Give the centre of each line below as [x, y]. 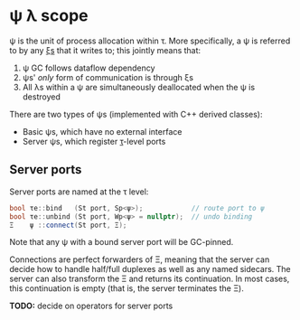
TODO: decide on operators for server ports [91, 306]
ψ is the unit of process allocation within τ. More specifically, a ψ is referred [150, 41]
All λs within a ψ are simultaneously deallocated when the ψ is [139, 87]
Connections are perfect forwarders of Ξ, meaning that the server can [140, 259]
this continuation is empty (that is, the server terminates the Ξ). [127, 288]
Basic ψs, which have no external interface [102, 131]
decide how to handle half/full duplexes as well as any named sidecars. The [150, 269]
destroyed [41, 97]
